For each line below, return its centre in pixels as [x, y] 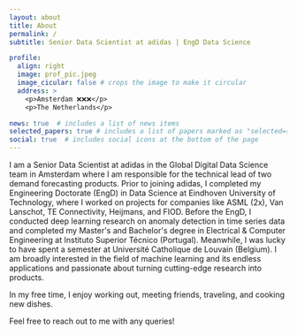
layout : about [35, 17]
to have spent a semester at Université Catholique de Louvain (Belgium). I [143, 249]
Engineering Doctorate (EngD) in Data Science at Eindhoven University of [142, 193]
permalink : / [33, 34]
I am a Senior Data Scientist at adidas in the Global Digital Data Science [139, 165]
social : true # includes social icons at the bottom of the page [134, 140]
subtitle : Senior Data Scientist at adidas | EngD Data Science [130, 42]
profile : [25, 58]
